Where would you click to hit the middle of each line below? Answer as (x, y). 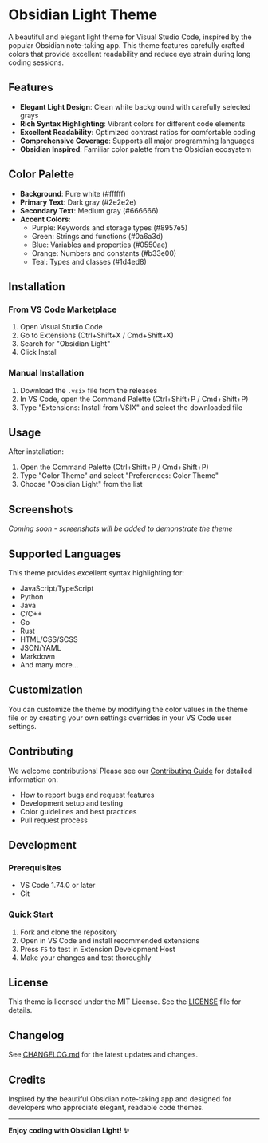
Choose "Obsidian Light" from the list (81, 484)
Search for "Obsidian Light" (65, 344)
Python (32, 596)
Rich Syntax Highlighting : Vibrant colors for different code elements (132, 123)
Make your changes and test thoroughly (85, 958)
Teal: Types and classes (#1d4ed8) (89, 261)
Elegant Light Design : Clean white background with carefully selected (135, 106)
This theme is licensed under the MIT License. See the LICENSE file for (125, 1002)
